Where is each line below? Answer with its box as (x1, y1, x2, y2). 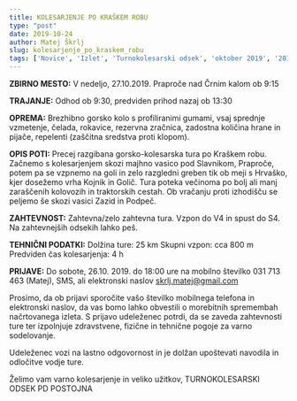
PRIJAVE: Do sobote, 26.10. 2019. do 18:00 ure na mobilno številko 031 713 (9, 266, 281, 276)
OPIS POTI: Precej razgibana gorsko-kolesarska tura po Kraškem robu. (9, 149, 267, 159)
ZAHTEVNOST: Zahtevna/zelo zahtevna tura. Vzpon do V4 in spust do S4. (9, 213, 281, 223)
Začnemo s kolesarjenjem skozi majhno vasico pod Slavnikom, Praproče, (9, 158, 275, 168)
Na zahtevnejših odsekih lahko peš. (9, 222, 139, 233)
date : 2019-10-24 (9, 29, 73, 38)
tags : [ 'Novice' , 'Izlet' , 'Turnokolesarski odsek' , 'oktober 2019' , (9, 54, 271, 63)
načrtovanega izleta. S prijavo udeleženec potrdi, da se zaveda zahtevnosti (9, 312, 283, 321)
